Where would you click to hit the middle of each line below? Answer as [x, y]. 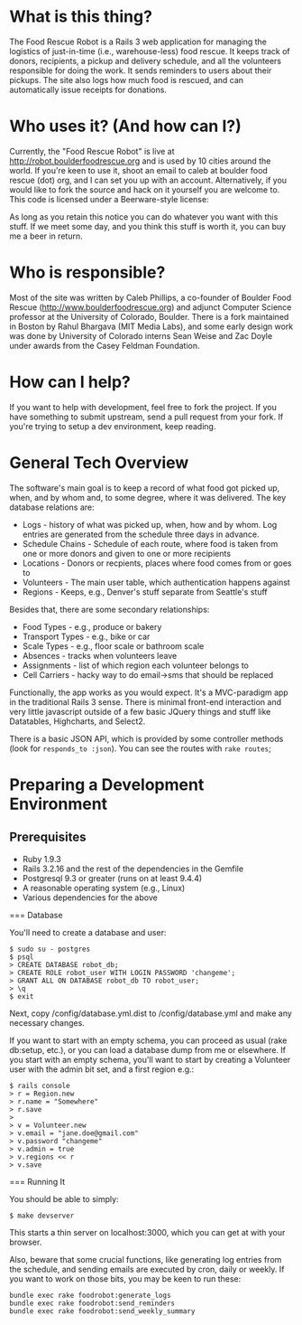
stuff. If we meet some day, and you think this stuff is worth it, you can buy [148, 226]
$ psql [22, 957]
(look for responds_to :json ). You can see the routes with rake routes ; [141, 748]
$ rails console [40, 1085]
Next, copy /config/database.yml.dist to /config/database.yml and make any [151, 1013]
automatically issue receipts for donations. [88, 89]
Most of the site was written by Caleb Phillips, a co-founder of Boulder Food [151, 297]
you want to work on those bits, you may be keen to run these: [125, 1278]
